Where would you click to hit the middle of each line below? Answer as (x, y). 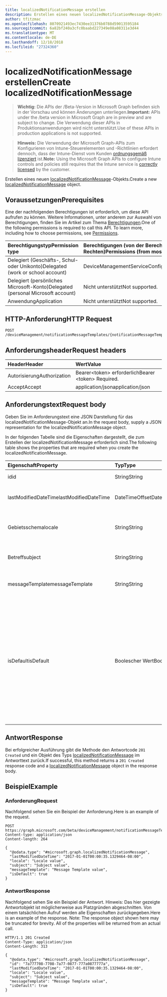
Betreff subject (24, 557)
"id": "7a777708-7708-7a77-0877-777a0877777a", (60, 964)
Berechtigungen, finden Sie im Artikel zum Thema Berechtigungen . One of (80, 223)
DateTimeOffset (133, 497)
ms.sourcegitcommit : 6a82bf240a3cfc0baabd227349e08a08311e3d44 (72, 28)
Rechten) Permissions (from (117, 251)
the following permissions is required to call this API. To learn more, (74, 228)
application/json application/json (113, 387)
